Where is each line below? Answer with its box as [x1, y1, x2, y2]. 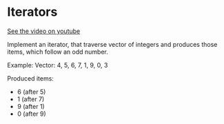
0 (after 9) [17, 110, 46, 118]
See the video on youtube [7, 27, 81, 35]
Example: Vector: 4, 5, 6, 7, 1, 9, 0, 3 [7, 61, 108, 69]
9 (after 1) [17, 102, 45, 110]
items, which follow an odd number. [7, 48, 108, 56]
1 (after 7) [17, 94, 45, 103]
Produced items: [7, 74, 54, 83]
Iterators [7, 4, 58, 20]
